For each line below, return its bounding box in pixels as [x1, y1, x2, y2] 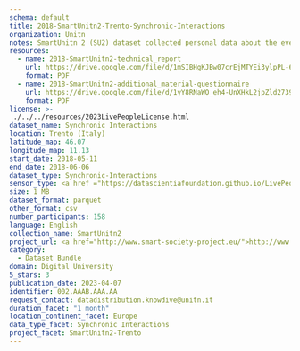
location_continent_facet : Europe [9, 312, 138, 322]
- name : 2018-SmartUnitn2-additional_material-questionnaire [17, 79, 250, 88]
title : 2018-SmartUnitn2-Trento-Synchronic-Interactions [9, 21, 226, 30]
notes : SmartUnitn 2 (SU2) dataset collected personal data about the [9, 38, 278, 47]
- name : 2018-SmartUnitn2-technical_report [17, 54, 181, 63]
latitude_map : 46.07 [9, 138, 87, 146]
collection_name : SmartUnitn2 [9, 229, 122, 238]
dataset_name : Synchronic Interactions [9, 121, 158, 130]
